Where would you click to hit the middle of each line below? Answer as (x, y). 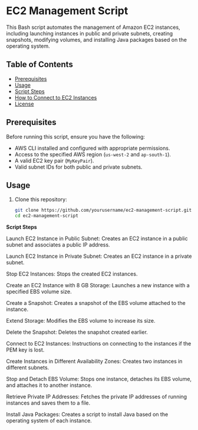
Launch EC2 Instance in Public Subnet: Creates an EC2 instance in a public (97, 239)
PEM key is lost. (25, 350)
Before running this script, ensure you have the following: (76, 136)
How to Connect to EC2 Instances (56, 97)
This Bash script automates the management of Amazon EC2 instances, (93, 27)
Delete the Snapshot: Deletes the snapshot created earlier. (77, 332)
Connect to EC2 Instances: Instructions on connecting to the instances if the (99, 344)
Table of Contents (40, 65)
